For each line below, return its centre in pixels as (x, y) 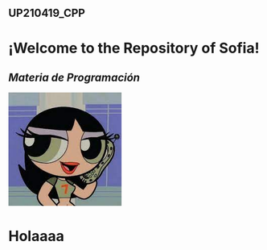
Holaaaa (36, 236)
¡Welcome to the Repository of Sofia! (134, 48)
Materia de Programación (74, 77)
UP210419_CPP (47, 13)
